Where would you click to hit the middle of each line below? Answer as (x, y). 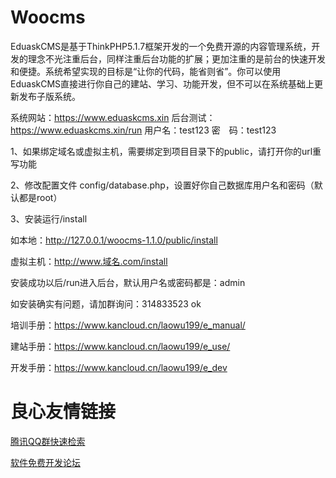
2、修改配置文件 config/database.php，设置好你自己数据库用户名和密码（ (162, 185)
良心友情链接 (63, 412)
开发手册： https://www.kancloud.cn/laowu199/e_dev (119, 367)
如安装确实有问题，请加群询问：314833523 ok (106, 303)
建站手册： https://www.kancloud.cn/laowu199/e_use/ (120, 346)
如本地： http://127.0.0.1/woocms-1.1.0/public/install (114, 240)
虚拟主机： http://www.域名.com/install (89, 261)
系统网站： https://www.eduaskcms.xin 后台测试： (113, 117)
